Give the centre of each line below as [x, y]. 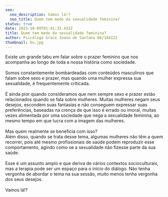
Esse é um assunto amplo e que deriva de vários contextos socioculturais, [82, 163]
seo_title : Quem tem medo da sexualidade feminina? [65, 19]
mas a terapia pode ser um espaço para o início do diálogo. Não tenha [78, 168]
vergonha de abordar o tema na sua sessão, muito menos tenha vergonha [81, 174]
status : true [19, 24]
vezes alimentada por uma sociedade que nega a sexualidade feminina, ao [82, 115]
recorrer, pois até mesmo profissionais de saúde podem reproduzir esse [80, 142]
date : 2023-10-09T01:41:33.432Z [39, 29]
